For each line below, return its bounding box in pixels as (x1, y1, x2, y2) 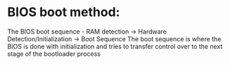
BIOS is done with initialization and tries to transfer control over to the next (7, 42, 223, 50)
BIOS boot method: (7, 4, 120, 20)
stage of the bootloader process (7, 50, 101, 58)
